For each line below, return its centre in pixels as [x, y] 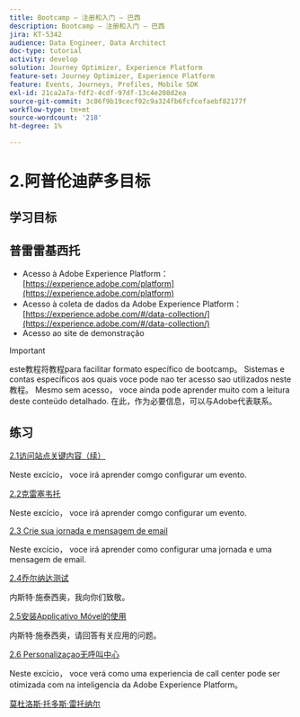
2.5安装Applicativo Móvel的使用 [68, 616]
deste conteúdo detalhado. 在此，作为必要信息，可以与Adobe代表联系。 [143, 402]
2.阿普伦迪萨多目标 [80, 181]
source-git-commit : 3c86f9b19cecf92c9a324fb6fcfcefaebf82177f [128, 101]
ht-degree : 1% [36, 127]
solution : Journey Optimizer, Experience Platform [106, 68]
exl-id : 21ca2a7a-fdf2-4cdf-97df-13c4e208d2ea [98, 93]
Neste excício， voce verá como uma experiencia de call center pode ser [145, 674]
